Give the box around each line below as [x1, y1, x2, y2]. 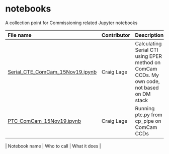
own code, [135, 78, 160, 85]
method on [135, 59, 161, 66]
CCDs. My [135, 71, 159, 79]
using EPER [135, 52, 162, 59]
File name [8, 31, 32, 38]
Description [135, 31, 164, 38]
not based [135, 84, 159, 91]
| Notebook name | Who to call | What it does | [5, 143, 102, 149]
